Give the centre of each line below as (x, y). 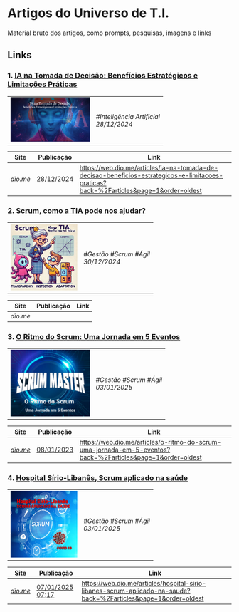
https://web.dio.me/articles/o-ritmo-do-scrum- (150, 442)
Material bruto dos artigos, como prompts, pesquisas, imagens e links (110, 33)
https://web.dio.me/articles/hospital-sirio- (144, 584)
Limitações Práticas (42, 85)
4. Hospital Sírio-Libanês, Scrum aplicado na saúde (98, 477)
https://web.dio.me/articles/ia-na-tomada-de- (149, 167)
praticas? (93, 182)
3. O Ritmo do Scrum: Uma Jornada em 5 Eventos (94, 336)
